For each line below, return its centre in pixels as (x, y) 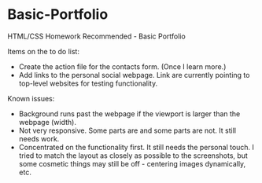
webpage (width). (47, 122)
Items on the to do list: (44, 51)
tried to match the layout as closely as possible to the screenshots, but (133, 156)
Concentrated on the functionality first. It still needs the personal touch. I (137, 147)
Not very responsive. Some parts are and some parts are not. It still (127, 130)
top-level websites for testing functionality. (88, 83)
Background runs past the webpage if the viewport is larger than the (129, 113)
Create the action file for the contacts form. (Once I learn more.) (122, 66)
